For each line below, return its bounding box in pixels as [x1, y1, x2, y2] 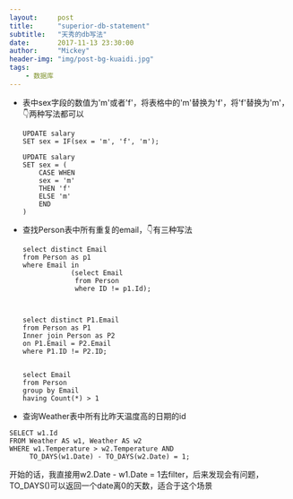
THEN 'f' [39, 184, 72, 193]
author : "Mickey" [9, 47, 90, 56]
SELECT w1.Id [9, 428, 58, 437]
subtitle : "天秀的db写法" [9, 30, 108, 39]
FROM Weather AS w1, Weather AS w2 [9, 436, 142, 445]
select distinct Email [22, 245, 108, 254]
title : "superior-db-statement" [9, 22, 151, 30]
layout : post [9, 13, 74, 22]
